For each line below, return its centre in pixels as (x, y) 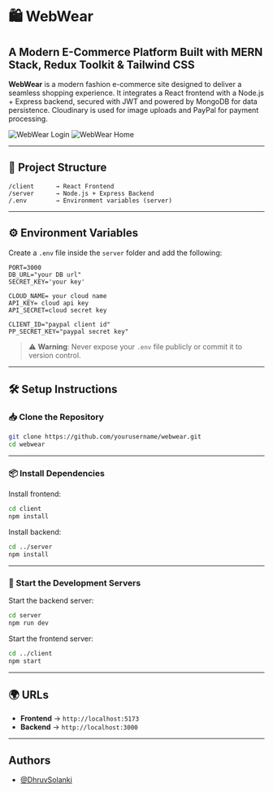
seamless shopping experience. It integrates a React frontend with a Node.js (136, 93)
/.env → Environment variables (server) (91, 201)
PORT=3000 (25, 267)
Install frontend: (35, 494)
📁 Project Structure (58, 168)
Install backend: (35, 532)
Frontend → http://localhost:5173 (80, 718)
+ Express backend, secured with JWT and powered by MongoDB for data (133, 102)
